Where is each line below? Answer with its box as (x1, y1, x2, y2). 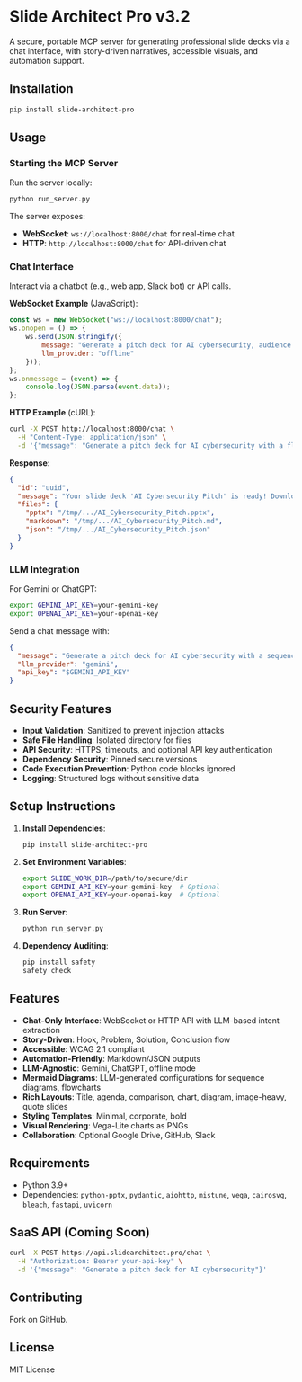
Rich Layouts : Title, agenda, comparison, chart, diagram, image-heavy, (22, 1091, 288, 1102)
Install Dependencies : (22, 823, 106, 834)
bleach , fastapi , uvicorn (22, 1199, 112, 1209)
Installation (9, 81, 74, 96)
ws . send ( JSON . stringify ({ (25, 333, 123, 342)
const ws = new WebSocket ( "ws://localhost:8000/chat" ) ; (9, 316, 223, 325)
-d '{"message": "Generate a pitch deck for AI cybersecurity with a (17, 441, 283, 450)
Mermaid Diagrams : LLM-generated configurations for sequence (22, 1072, 265, 1083)
